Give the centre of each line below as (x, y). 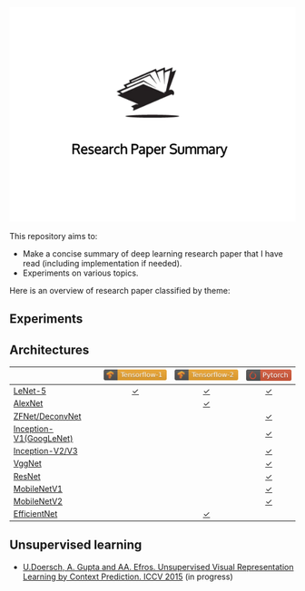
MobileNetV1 (38, 489)
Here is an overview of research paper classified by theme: (120, 291)
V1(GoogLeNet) (43, 438)
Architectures (49, 349)
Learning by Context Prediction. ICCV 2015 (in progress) (128, 576)
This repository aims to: (54, 236)
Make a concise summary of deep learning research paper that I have (153, 254)
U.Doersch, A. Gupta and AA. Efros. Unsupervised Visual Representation (158, 567)
